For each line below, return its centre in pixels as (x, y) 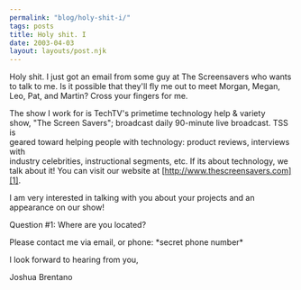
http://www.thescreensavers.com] (228, 171)
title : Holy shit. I (48, 34)
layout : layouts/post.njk (58, 51)
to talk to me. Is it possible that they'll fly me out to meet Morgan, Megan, (145, 86)
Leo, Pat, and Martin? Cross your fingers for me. (99, 96)
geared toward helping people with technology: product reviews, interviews (150, 142)
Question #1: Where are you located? (78, 225)
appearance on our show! (57, 207)
